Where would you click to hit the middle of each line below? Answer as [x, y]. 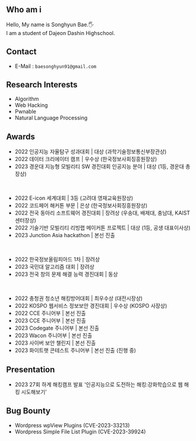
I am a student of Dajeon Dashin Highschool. [61, 33]
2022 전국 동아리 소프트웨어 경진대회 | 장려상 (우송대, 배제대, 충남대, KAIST [102, 213]
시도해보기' [34, 392]
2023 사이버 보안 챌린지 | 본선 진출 [55, 343]
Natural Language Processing [51, 118]
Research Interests [42, 85]
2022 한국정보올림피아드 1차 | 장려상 [57, 259]
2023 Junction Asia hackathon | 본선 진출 [65, 235]
